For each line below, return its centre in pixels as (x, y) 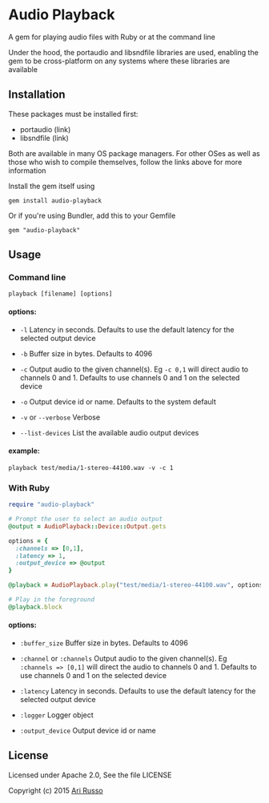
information (27, 171)
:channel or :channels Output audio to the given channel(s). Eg (123, 658)
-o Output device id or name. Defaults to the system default (118, 401)
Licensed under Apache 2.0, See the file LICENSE (90, 775)
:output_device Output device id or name (88, 730)
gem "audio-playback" (44, 230)
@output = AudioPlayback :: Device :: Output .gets (87, 526)
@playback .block (35, 607)
